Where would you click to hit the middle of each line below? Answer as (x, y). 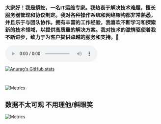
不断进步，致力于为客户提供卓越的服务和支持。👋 (62, 37)
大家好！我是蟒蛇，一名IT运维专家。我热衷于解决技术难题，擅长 (80, 7)
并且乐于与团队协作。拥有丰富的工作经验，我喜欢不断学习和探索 (80, 22)
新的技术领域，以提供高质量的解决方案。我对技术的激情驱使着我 (80, 29)
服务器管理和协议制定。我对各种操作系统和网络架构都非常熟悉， (80, 15)
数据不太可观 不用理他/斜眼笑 (49, 105)
